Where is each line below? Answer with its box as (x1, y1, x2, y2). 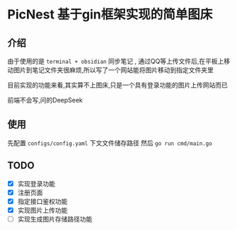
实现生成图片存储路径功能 (17, 214, 93, 223)
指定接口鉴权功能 (17, 197, 68, 205)
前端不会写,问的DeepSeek (7, 96, 83, 104)
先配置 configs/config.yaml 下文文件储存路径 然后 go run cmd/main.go (7, 139, 212, 147)
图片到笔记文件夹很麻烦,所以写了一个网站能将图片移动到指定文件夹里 (13, 66, 214, 74)
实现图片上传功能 (17, 206, 68, 214)
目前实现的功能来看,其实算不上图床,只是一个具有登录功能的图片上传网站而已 (7, 81, 229, 89)
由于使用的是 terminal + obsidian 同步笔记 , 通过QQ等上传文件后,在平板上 (7, 57, 224, 65)
